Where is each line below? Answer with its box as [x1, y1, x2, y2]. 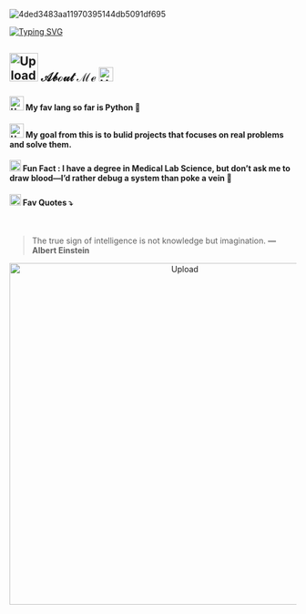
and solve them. [9, 138, 72, 149]
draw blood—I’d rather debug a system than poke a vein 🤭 [9, 173, 232, 184]
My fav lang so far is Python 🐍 [25, 101, 141, 113]
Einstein [57, 245, 90, 256]
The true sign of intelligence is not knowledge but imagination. [31, 235, 267, 246]
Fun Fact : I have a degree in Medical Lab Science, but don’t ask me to [22, 163, 291, 174]
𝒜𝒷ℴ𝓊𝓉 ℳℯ [40, 69, 97, 86]
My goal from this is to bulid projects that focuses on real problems [25, 128, 284, 140]
